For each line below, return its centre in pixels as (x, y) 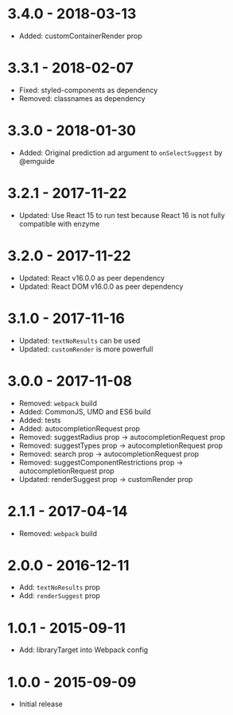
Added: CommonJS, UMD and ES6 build (85, 411)
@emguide (37, 161)
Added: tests (40, 420)
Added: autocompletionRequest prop (80, 428)
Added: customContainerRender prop (80, 36)
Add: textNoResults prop (60, 587)
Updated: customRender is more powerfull (86, 349)
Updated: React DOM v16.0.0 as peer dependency (101, 286)
